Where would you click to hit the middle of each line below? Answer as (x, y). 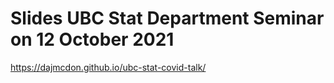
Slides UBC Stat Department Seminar (167, 18)
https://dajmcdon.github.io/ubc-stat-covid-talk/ (108, 67)
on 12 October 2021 (92, 39)
